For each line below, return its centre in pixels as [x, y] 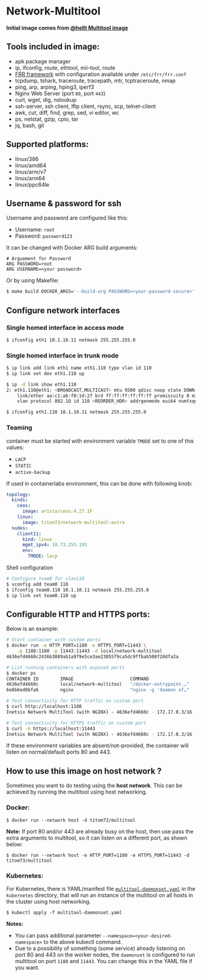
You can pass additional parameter [58, 935]
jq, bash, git [29, 125]
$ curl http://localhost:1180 [44, 707]
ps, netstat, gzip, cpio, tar [47, 119]
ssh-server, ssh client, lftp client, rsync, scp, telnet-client [85, 106]
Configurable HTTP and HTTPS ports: [78, 614]
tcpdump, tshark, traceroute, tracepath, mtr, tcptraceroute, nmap [95, 80]
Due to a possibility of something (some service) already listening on [100, 948]
